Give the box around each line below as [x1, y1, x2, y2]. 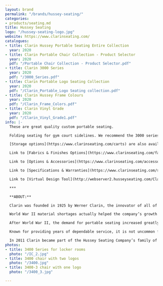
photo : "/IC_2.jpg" [9, 252, 49, 256]
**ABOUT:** [9, 194, 32, 199]
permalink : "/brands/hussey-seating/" [5, 12, 83, 16]
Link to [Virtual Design [9, 176, 60, 182]
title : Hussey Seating [5, 25, 51, 30]
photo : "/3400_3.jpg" [9, 270, 53, 274]
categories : [5, 16, 29, 21]
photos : [5, 242, 21, 247]
